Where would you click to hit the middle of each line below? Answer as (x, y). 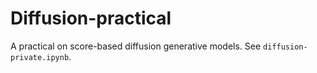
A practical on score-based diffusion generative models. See (136, 46)
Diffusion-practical (91, 18)
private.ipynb (40, 57)
